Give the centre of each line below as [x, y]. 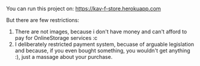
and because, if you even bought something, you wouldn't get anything [102, 51]
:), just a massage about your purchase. [64, 57]
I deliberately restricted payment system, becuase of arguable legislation [104, 44]
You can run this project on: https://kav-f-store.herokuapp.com [84, 9]
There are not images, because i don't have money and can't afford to [101, 32]
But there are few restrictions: [43, 20]
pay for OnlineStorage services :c [56, 38]
